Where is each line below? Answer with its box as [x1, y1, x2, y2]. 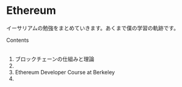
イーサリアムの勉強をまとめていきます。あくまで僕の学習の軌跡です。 [6, 24, 179, 31]
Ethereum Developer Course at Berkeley [14, 68, 115, 76]
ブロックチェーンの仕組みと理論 [14, 55, 95, 62]
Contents [6, 36, 29, 43]
